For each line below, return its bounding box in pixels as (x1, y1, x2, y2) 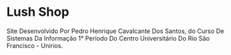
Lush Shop (6, 4, 70, 20)
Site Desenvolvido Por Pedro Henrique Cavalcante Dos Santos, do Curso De (6, 27, 224, 35)
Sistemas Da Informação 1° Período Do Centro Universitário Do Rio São (6, 34, 210, 42)
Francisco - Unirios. (6, 41, 63, 49)
